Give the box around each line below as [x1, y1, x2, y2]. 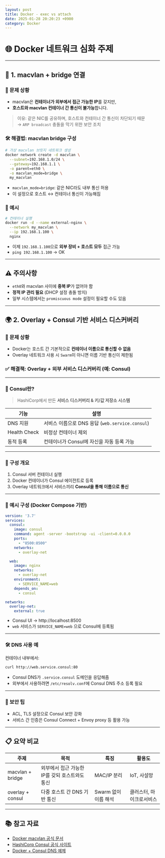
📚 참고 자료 [5, 819, 39, 828]
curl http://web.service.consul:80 [5, 665, 78, 670]
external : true [14, 609, 45, 614]
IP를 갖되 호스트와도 [41, 772, 84, 779]
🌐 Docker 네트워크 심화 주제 [5, 44, 114, 55]
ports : [14, 536, 27, 541]
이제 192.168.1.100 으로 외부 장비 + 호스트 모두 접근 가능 [12, 244, 120, 249]
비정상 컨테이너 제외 [43, 429, 87, 436]
